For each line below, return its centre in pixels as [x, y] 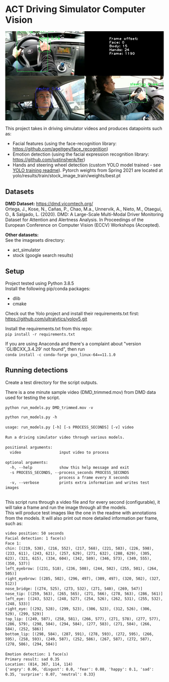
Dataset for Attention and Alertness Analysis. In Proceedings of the [75, 220]
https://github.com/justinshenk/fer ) [49, 160]
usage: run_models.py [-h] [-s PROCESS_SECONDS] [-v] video [70, 427]
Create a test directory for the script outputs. [52, 382]
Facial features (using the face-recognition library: [65, 144]
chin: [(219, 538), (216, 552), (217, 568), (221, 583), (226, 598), [80, 548]
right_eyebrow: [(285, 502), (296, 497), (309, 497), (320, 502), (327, [83, 578]
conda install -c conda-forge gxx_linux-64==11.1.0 [60, 355]
